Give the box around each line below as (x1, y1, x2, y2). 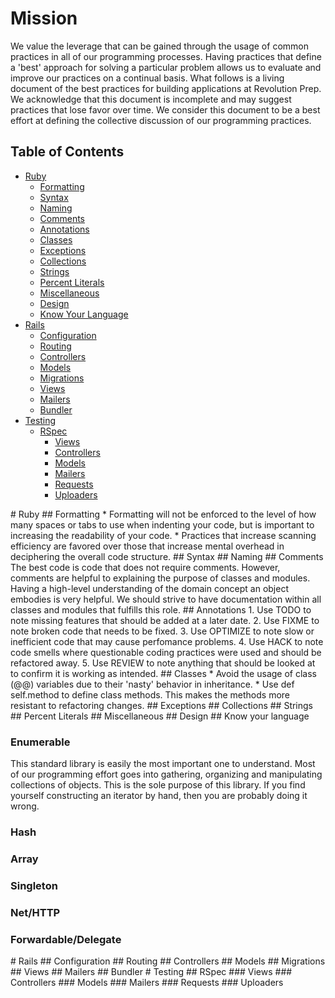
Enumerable (10, 735, 71, 749)
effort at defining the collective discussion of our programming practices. (10, 114, 312, 126)
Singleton (10, 878, 58, 892)
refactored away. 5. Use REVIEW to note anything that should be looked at (10, 657, 316, 669)
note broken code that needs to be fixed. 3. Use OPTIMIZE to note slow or (10, 625, 315, 637)
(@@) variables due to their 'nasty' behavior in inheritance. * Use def (10, 678, 295, 690)
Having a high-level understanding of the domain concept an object (10, 582, 289, 594)
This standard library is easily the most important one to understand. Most (10, 758, 316, 770)
